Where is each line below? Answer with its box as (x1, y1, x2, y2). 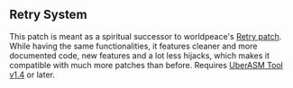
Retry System (9, 7, 87, 22)
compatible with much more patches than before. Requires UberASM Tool (9, 59, 284, 70)
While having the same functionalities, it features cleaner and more (9, 40, 258, 51)
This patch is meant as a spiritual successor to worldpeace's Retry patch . (9, 31, 282, 41)
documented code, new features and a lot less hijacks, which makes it (9, 49, 270, 61)
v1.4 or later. (9, 69, 56, 80)
